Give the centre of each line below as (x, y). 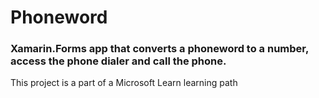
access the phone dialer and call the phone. (118, 61)
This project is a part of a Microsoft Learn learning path (124, 83)
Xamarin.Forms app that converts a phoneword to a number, (159, 49)
